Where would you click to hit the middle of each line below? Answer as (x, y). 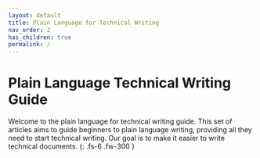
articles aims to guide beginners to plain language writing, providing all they (130, 130)
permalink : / (29, 45)
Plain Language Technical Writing (120, 83)
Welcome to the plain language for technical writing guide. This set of (120, 121)
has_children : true (40, 37)
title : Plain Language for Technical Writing (83, 23)
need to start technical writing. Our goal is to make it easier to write (117, 138)
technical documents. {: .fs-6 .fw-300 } (72, 146)
